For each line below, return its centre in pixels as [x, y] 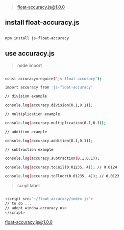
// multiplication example [33, 114]
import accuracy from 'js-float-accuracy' [49, 87]
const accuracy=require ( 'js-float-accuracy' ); [53, 79]
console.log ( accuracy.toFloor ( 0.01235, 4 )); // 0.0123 [62, 176]
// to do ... [18, 203]
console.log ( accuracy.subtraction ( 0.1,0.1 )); [52, 158]
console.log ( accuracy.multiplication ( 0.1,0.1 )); [56, 123]
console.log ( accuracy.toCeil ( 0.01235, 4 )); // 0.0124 [61, 167]
